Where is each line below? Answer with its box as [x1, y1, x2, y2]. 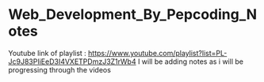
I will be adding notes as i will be [137, 57, 244, 66]
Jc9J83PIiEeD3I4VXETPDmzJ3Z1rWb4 [8, 57, 136, 66]
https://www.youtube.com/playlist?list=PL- [88, 48, 228, 58]
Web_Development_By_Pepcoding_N [8, 6, 258, 24]
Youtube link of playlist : [8, 48, 87, 58]
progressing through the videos [8, 65, 111, 74]
